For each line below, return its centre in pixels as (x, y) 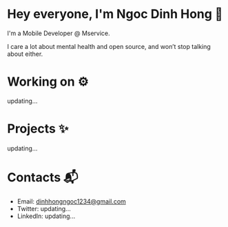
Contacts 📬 (43, 177)
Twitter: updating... (44, 208)
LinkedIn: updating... (46, 216)
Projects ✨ (38, 129)
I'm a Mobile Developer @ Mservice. (59, 33)
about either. (25, 54)
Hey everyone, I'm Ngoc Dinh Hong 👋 (115, 14)
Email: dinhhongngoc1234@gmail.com (71, 201)
